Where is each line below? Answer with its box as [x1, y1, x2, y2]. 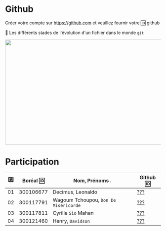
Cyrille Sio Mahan [52, 209, 94, 216]
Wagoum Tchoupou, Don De [52, 196, 116, 203]
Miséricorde [52, 202, 81, 208]
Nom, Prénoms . [73, 177, 112, 184]
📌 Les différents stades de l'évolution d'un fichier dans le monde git [5, 30, 144, 36]
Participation [5, 156, 59, 167]
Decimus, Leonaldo [52, 189, 98, 195]
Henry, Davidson [52, 217, 90, 224]
